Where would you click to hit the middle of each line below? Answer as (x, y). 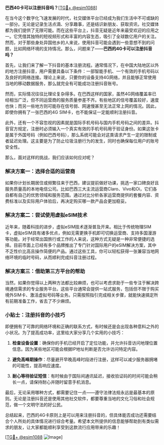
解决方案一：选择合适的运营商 (40, 171)
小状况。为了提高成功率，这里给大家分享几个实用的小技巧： (65, 333)
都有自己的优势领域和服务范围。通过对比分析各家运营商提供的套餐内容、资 (84, 195)
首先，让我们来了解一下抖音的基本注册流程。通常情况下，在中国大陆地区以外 (82, 65)
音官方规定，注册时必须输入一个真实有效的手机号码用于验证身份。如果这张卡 (82, 129)
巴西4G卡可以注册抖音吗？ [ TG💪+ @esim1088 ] (51, 8)
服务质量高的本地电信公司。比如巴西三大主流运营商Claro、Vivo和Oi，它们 (79, 189)
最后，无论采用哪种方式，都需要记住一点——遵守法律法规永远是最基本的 (78, 393)
